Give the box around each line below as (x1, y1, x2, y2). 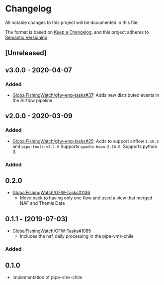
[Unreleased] (5, 49, 47, 57)
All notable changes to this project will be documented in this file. (5, 19, 139, 25)
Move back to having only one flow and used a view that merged (19, 195, 153, 201)
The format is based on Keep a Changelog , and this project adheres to (5, 29, 149, 35)
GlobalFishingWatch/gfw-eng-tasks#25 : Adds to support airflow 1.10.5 (12, 138, 159, 144)
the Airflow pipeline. (12, 98, 54, 104)
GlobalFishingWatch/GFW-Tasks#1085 (12, 228, 91, 234)
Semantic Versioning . (5, 34, 49, 40)
